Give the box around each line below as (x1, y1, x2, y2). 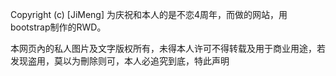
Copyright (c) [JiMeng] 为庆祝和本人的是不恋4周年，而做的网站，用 (10, 9, 288, 20)
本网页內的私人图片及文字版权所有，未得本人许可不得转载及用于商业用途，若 (10, 43, 326, 54)
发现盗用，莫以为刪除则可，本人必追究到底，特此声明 (10, 55, 230, 67)
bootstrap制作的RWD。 (10, 21, 107, 33)
